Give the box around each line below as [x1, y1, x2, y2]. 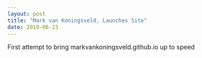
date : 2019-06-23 [7, 23, 59, 30]
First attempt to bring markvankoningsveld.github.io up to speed [7, 43, 195, 52]
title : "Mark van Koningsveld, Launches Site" [7, 17, 147, 24]
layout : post [7, 10, 46, 18]
